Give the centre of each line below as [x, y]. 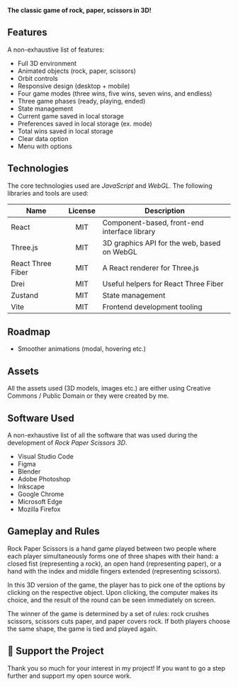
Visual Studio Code [46, 457]
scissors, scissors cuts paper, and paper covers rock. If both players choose [119, 621]
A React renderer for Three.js [151, 267]
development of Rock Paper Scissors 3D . [67, 443]
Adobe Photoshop [44, 479]
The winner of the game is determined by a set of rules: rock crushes [108, 613]
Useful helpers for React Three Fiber [163, 284]
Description [165, 211]
